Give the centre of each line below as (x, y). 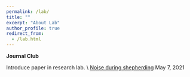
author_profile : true (33, 28)
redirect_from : (25, 34)
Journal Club (22, 56)
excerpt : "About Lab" (33, 23)
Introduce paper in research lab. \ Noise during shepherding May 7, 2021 (95, 68)
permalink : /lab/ (28, 12)
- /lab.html (27, 39)
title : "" (19, 17)
